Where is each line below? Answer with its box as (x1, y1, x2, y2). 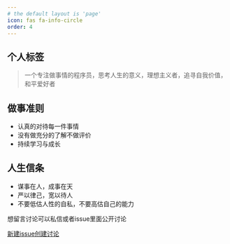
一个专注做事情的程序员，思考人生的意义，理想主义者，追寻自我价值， (24, 71, 227, 79)
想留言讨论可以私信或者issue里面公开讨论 (7, 215, 127, 223)
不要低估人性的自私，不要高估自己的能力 (17, 199, 134, 208)
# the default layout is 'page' (7, 10, 101, 18)
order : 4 (7, 23, 33, 30)
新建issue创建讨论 (7, 229, 59, 238)
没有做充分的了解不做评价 (17, 131, 92, 139)
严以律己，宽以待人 (17, 191, 73, 199)
